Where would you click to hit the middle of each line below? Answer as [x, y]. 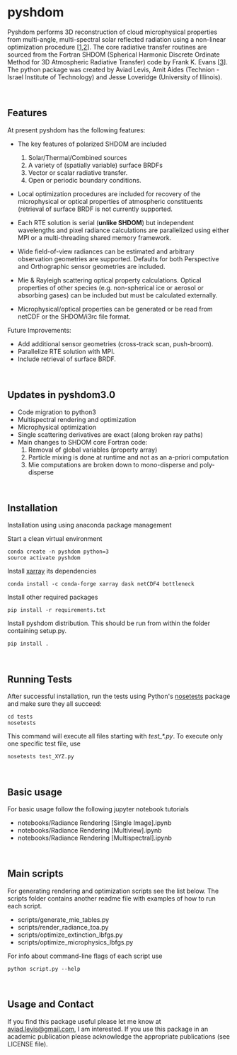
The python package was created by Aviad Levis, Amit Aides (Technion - [114, 69]
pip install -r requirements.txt [57, 610]
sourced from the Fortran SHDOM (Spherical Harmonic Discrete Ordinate [114, 55]
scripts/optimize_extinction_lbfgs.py [70, 935]
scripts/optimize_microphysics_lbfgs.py [75, 942]
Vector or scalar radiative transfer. [78, 172]
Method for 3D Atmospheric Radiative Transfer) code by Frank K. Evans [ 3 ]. [117, 62]
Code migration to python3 [57, 412]
